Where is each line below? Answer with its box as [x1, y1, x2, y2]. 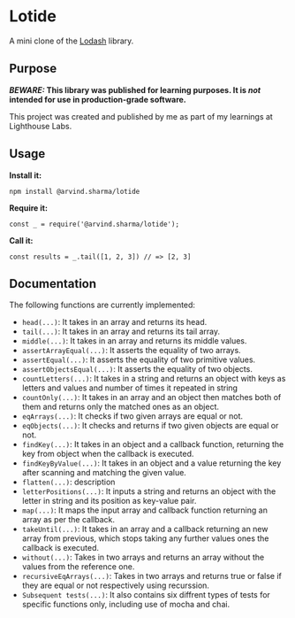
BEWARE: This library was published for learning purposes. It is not [9, 84, 261, 95]
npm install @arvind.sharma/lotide [9, 187, 140, 196]
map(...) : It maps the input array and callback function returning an [21, 505, 268, 515]
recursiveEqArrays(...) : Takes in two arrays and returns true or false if [21, 571, 283, 582]
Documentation [9, 276, 97, 291]
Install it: [9, 170, 42, 181]
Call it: [9, 235, 34, 245]
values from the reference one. [21, 561, 135, 572]
